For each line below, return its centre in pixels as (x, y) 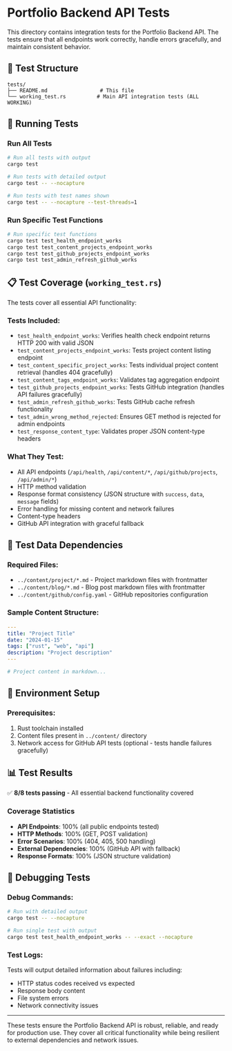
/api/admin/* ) (37, 479)
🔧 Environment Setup (54, 693)
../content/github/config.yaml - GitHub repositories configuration (113, 594)
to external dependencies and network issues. (73, 1040)
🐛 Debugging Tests (49, 878)
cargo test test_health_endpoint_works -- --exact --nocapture (100, 937)
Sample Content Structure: (53, 612)
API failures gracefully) (50, 395)
